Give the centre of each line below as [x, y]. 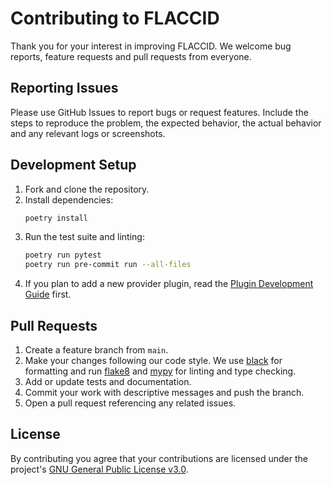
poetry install [56, 218]
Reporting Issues [64, 88]
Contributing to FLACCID [115, 18]
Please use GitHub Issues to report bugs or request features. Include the [159, 112]
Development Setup [73, 165]
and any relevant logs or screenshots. [88, 133]
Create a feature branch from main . [96, 350]
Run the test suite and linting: [84, 237]
